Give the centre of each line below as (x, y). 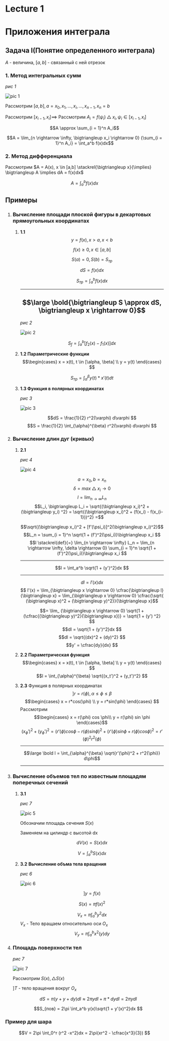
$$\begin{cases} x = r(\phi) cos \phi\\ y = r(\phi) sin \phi (92, 717)
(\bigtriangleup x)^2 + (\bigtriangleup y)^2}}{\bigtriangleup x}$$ (92, 601)
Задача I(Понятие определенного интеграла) (80, 50)
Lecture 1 (25, 9)
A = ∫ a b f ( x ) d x (84, 183)
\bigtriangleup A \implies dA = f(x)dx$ (45, 172)
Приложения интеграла (58, 32)
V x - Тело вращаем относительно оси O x (64, 924)
